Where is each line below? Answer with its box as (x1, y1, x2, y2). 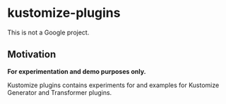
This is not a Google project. (7, 28, 90, 37)
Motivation (7, 48, 56, 60)
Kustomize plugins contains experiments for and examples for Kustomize (7, 81, 220, 89)
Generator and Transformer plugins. (7, 88, 112, 96)
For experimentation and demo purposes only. (7, 67, 146, 75)
